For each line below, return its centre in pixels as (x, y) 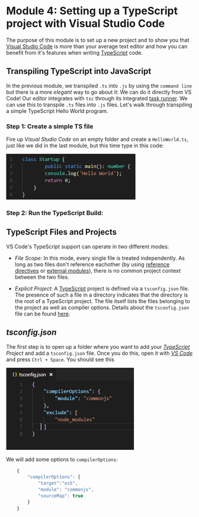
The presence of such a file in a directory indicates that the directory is (101, 295)
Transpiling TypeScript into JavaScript (79, 72)
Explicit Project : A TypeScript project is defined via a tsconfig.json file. (102, 288)
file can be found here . (42, 314)
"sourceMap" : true (60, 496)
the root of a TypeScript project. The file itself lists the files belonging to (102, 301)
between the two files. (42, 277)
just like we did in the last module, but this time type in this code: (85, 146)
